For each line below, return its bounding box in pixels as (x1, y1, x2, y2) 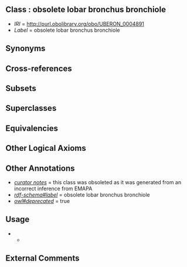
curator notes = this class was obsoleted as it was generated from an (13, 178, 182, 185)
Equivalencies (5, 123, 58, 133)
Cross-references (5, 63, 73, 73)
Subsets (5, 83, 36, 93)
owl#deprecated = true (13, 197, 70, 204)
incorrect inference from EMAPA (13, 185, 93, 192)
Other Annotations (5, 163, 75, 173)
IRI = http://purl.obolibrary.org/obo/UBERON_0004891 (13, 20, 145, 27)
